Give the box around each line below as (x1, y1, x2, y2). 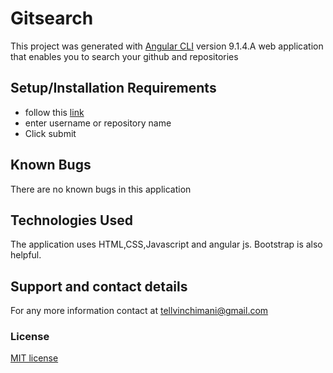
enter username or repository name (24, 117, 172, 129)
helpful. (10, 249, 42, 261)
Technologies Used (10, 212, 133, 229)
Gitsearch (10, 7, 94, 30)
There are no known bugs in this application (10, 183, 192, 195)
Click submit (24, 127, 77, 139)
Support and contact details (10, 278, 188, 295)
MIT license (10, 352, 59, 364)
